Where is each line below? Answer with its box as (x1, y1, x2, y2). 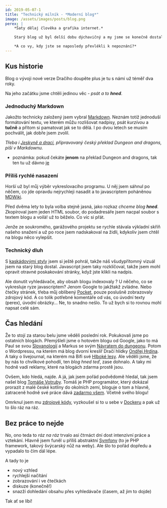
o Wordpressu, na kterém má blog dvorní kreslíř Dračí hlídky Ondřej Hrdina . (5, 348, 159, 354)
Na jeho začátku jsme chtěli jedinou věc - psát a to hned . (5, 90, 123, 96)
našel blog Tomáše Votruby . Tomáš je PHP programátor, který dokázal (5, 379, 149, 385)
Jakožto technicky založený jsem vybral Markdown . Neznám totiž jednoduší (5, 114, 161, 120)
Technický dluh (5, 247, 43, 254)
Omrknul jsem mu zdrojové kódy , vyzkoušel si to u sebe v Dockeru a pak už (5, 399, 160, 406)
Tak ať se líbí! (5, 498, 32, 504)
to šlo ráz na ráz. (5, 405, 40, 410)
